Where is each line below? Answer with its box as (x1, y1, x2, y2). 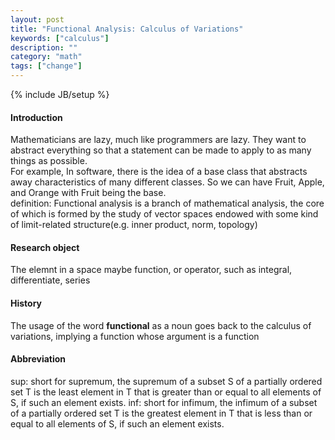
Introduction (10, 111, 63, 123)
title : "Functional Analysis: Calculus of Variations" (10, 24, 244, 34)
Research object (10, 241, 80, 253)
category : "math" (10, 52, 83, 62)
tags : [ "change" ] (10, 61, 83, 71)
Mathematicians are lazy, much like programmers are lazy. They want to (10, 134, 307, 146)
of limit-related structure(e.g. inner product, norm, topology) (10, 219, 258, 231)
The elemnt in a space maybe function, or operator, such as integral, (10, 264, 293, 276)
